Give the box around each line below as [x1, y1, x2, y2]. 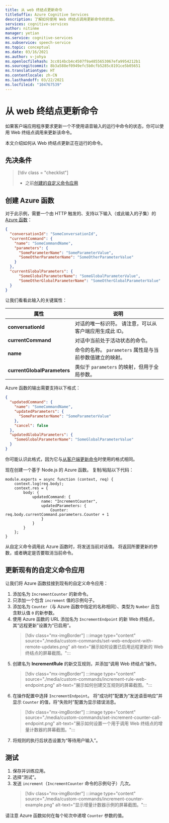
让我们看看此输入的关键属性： [5, 297, 67, 303]
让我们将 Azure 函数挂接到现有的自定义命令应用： [5, 580, 108, 586]
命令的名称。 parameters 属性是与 [74, 346, 154, 353]
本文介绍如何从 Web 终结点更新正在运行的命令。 [5, 140, 106, 146]
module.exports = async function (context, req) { [5, 477, 114, 482]
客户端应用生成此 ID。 [74, 328, 127, 335]
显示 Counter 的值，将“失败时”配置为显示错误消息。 [12, 699, 119, 705]
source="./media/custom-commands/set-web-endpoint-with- [25, 637, 153, 644]
